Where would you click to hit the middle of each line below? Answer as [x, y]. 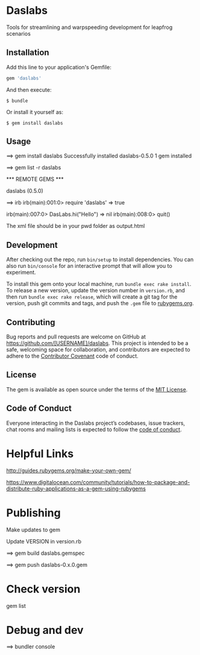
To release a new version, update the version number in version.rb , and [96, 291]
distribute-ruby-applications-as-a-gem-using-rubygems [76, 489]
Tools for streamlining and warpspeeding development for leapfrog [89, 27]
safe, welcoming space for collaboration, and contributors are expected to [98, 350]
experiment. [21, 273]
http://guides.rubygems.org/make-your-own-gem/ [69, 470]
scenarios [19, 33]
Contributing [31, 322]
